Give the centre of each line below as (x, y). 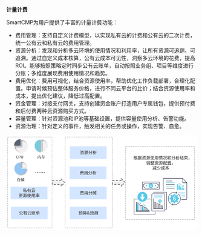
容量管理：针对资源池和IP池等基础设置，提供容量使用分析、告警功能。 (102, 118)
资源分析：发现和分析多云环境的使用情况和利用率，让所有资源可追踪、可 (105, 50)
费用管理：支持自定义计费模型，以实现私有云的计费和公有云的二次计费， (105, 35)
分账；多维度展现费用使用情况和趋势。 (63, 73)
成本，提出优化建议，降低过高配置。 (60, 96)
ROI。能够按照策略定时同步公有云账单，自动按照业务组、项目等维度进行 (104, 65)
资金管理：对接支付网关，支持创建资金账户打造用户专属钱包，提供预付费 (105, 103)
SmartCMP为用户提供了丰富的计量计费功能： (62, 22)
